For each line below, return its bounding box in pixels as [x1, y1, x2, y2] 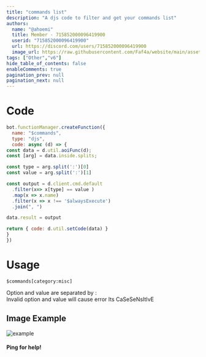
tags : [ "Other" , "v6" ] [6, 55, 62, 61]
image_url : [12, 49, 40, 55]
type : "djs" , [12, 136, 45, 142]
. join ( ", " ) [12, 203, 43, 210]
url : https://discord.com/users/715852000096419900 [12, 44, 147, 50]
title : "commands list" [6, 9, 67, 15]
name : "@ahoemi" [12, 26, 53, 33]
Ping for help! [6, 343, 42, 351]
